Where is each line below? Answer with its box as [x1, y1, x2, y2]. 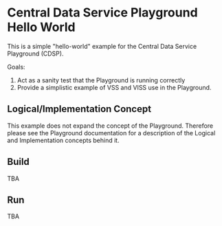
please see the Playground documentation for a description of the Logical [7, 128, 216, 137]
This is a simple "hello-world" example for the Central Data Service [7, 42, 197, 50]
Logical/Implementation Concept [7, 103, 152, 115]
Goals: [7, 63, 25, 71]
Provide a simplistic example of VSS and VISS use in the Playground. [16, 83, 212, 91]
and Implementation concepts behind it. [7, 136, 120, 144]
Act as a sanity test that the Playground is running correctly [16, 76, 186, 84]
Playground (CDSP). [7, 49, 64, 58]
